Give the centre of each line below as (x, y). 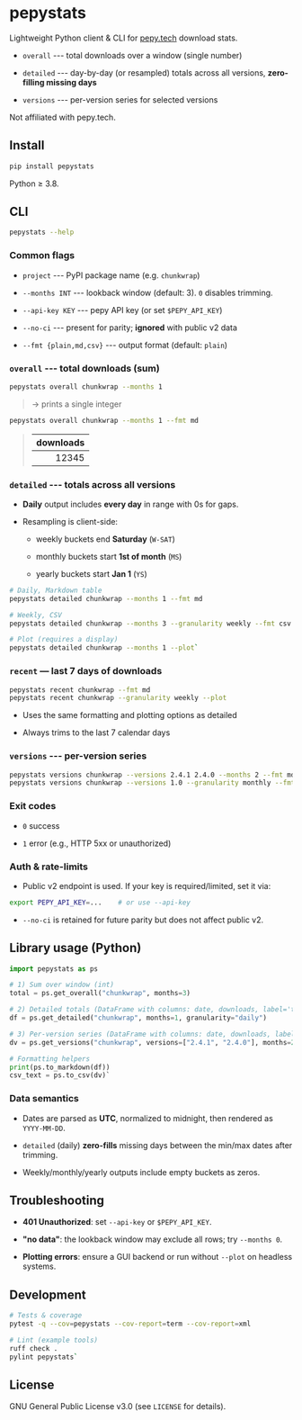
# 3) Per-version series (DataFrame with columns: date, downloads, (140, 1034)
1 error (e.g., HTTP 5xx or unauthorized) (97, 843)
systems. (39, 1266)
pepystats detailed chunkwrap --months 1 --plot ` (104, 648)
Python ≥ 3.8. (35, 184)
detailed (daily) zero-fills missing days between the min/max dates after (157, 1145)
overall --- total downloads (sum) (84, 368)
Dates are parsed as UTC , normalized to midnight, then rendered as (148, 1118)
